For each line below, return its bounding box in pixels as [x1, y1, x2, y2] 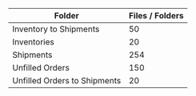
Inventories [12, 36, 54, 47]
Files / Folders [128, 10, 184, 21]
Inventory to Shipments [12, 24, 100, 34]
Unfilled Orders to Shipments [12, 75, 122, 86]
